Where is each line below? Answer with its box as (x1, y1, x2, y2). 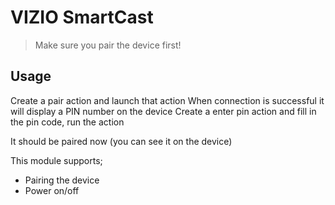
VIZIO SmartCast (10, 6, 154, 29)
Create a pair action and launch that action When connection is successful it (10, 94, 325, 106)
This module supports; (10, 154, 103, 166)
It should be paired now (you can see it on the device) (10, 135, 233, 147)
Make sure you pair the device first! (34, 39, 182, 51)
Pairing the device (24, 174, 100, 186)
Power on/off (24, 184, 80, 196)
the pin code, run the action (10, 116, 125, 128)
